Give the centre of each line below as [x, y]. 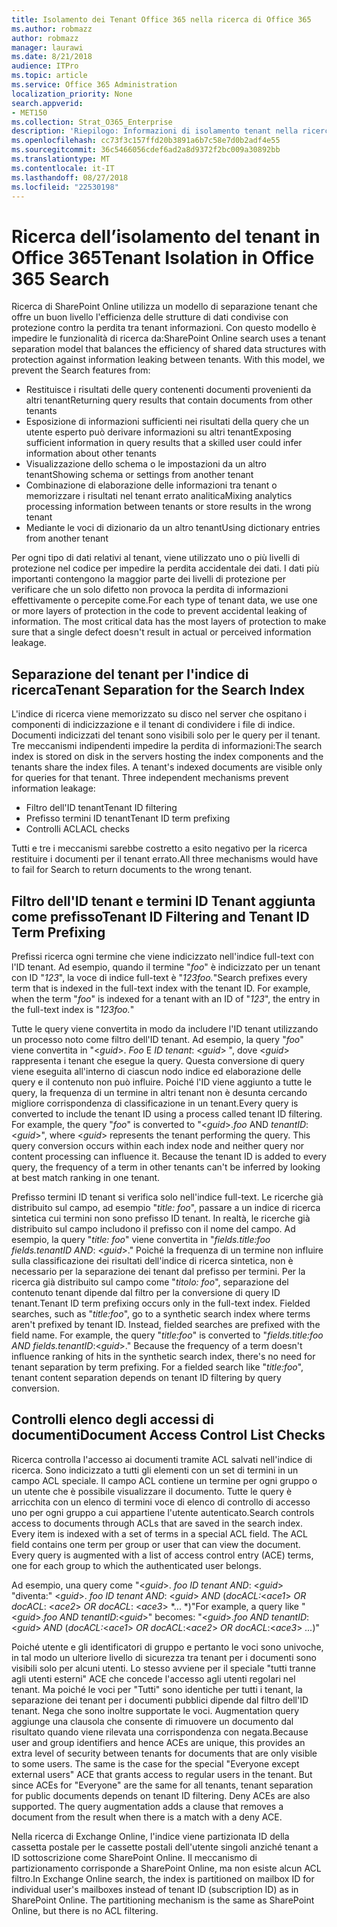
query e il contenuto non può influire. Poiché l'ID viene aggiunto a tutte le [162, 1082]
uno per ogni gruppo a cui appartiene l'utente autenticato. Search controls [163, 1512]
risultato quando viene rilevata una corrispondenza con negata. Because [160, 1732]
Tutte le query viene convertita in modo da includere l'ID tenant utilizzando [165, 1028]
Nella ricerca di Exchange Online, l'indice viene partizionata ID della [150, 1836]
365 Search [60, 278]
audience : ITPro [45, 66]
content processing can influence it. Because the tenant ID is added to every [169, 1156]
